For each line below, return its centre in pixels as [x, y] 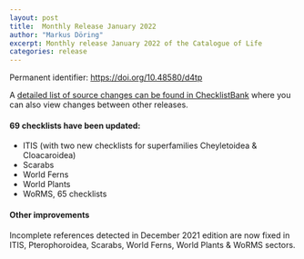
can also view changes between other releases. [99, 105]
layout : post [34, 18]
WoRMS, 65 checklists [65, 194]
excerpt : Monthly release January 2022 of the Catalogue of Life [136, 43]
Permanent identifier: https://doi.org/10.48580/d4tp [106, 77]
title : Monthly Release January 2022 [83, 26]
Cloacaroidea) [49, 155]
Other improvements [50, 214]
